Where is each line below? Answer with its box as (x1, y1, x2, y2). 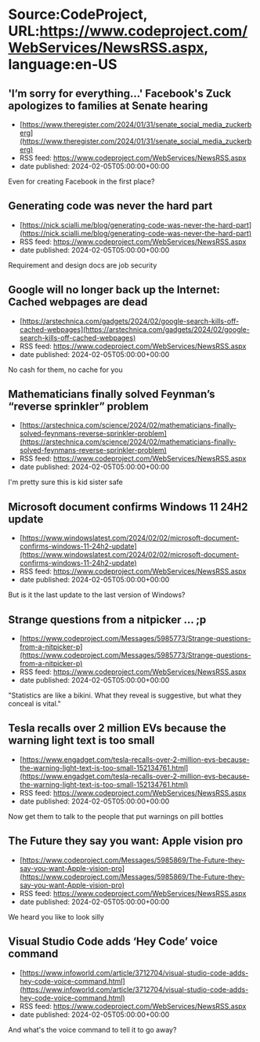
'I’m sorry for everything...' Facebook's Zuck (8, 86, 232, 100)
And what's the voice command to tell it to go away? (8, 1025, 177, 1034)
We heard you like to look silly (8, 912, 104, 921)
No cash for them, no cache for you (8, 365, 123, 374)
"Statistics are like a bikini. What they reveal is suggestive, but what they (8, 690, 242, 700)
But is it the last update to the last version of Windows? (8, 590, 186, 599)
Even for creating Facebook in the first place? (8, 177, 155, 186)
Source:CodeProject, (8, 5, 147, 24)
